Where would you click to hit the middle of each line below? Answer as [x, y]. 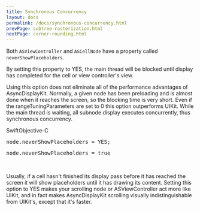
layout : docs [22, 17]
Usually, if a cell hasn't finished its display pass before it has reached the [96, 176]
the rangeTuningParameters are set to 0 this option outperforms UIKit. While [100, 106]
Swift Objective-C [28, 131]
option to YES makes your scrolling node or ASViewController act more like [99, 189]
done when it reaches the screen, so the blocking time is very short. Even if [99, 100]
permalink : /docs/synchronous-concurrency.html [67, 23]
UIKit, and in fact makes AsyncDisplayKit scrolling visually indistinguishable [99, 195]
